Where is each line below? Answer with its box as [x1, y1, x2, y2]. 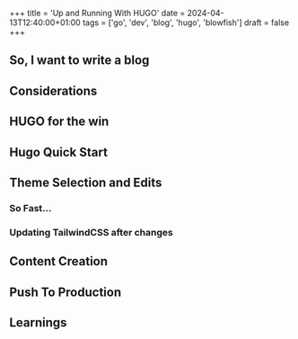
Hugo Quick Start [9, 144, 108, 160]
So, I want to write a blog [9, 53, 150, 68]
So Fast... [9, 201, 52, 214]
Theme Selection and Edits [9, 174, 162, 190]
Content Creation [9, 254, 109, 269]
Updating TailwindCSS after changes [9, 226, 173, 238]
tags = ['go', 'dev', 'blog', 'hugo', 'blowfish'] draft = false [82, 17, 290, 28]
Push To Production [9, 284, 122, 299]
